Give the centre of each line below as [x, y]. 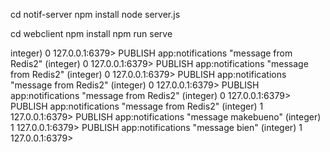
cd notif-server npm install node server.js [95, 14]
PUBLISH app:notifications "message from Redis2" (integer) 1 [137, 106]
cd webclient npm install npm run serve [91, 33]
